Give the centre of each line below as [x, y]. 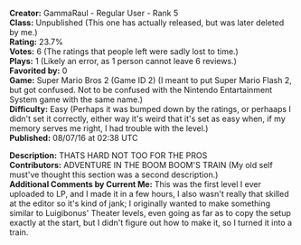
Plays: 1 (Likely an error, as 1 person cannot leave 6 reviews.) [123, 61]
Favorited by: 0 [38, 71]
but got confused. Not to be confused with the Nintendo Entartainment [141, 90]
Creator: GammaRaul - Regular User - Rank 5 [94, 13]
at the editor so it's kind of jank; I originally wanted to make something [140, 203]
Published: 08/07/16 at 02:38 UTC [74, 138]
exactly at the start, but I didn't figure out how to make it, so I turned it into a [150, 222]
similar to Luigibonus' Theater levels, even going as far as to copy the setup [150, 213]
